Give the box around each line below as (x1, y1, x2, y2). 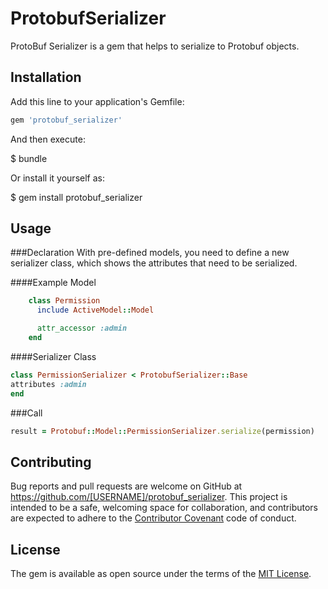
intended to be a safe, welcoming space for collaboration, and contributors (10, 502, 318, 514)
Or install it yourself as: (10, 172, 105, 184)
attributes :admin (10, 379, 87, 389)
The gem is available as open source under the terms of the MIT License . (10, 568, 312, 580)
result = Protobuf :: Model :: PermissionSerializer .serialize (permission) (10, 426, 315, 436)
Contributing (10, 453, 92, 471)
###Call (10, 407, 43, 419)
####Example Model (10, 277, 97, 289)
